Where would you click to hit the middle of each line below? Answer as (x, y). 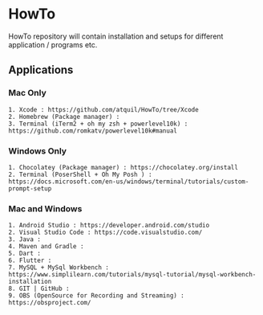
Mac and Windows (45, 208)
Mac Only (27, 93)
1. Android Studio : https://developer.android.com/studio (109, 226)
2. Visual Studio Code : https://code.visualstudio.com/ (105, 233)
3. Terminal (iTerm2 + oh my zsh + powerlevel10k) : (98, 124)
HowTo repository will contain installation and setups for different (116, 36)
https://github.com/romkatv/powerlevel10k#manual (93, 131)
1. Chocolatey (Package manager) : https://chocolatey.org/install (123, 167)
